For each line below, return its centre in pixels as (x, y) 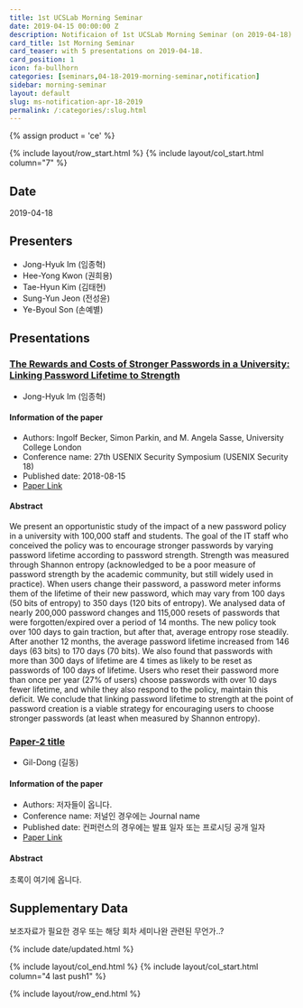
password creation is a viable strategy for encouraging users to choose (142, 708)
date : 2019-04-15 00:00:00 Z (64, 26)
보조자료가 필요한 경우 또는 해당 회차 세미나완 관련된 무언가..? (117, 931)
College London (52, 447)
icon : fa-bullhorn (44, 69)
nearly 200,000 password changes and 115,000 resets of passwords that (145, 612)
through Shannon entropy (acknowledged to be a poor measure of (133, 565)
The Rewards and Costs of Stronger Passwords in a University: (150, 364)
